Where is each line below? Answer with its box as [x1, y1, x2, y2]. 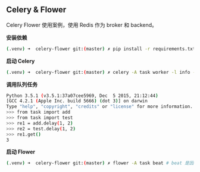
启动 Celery [6, 57, 35, 64]
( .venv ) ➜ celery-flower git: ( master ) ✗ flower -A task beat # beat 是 [6, 160, 189, 166]
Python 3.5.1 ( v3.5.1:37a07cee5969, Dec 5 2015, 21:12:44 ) [6, 92, 159, 99]
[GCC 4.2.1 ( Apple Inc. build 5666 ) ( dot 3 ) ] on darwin [6, 98, 148, 104]
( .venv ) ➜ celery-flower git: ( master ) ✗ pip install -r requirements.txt [6, 46, 196, 52]
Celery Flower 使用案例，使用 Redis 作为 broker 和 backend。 [6, 21, 158, 29]
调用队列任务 [6, 80, 37, 88]
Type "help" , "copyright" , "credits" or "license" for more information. [6, 104, 193, 110]
